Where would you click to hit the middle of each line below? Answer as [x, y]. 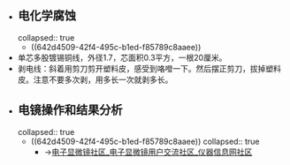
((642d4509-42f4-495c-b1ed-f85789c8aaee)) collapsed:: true [145, 141]
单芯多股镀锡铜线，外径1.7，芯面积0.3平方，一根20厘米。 [122, 57]
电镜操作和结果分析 [70, 110]
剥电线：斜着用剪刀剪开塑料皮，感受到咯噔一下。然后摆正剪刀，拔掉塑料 [149, 68]
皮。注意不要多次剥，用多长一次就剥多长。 [95, 79]
